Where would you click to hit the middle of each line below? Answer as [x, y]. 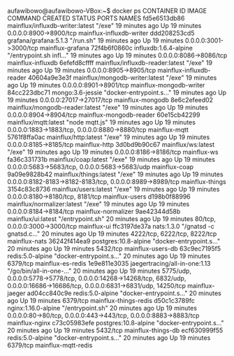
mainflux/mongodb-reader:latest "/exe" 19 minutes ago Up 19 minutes [108, 107]
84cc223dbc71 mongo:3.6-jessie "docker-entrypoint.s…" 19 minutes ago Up [117, 92]
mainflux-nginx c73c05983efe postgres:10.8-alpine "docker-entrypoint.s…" [116, 323]
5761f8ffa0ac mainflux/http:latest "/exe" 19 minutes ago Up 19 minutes [109, 137]
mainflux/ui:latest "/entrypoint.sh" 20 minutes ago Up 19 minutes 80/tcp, [112, 219]
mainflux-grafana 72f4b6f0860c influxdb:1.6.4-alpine [116, 48]
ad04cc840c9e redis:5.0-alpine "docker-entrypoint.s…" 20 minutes [124, 293]
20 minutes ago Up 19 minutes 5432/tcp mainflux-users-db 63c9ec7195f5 [114, 249]
